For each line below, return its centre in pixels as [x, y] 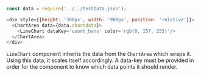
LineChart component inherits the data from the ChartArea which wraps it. [99, 54]
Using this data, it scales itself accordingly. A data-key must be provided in [100, 60]
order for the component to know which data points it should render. [92, 67]
